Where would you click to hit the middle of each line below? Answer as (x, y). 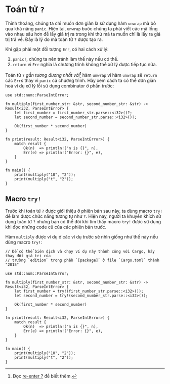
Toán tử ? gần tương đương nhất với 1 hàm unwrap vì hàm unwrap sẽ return (81, 74)
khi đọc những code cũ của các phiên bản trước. (56, 227)
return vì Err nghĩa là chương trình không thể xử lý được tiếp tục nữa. (85, 64)
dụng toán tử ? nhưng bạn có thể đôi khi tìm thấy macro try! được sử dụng (83, 222)
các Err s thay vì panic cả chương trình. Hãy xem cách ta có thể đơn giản (81, 80)
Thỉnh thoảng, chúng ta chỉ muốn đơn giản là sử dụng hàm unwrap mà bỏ (81, 23)
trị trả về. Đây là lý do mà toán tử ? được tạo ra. (54, 39)
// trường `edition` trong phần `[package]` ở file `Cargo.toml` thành (82, 260)
